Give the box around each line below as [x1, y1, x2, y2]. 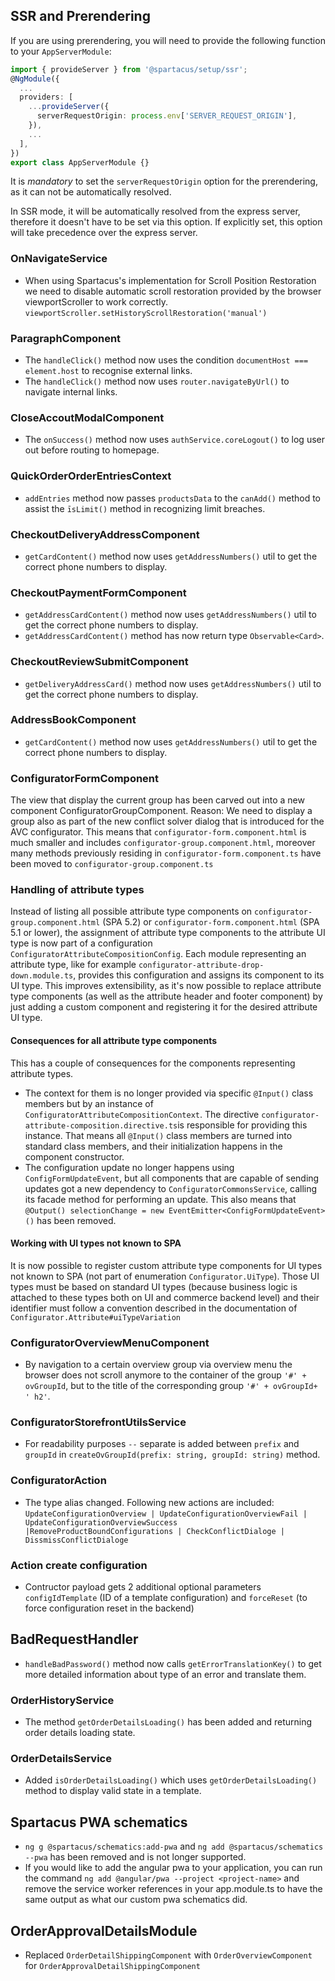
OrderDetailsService [10, 1752, 112, 1766]
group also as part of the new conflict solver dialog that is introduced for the [10, 815, 325, 828]
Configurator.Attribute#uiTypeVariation [10, 1312, 182, 1323]
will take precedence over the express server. [10, 227, 198, 239]
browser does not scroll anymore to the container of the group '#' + [24, 1369, 307, 1381]
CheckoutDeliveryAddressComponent [10, 527, 200, 541]
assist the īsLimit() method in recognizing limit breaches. [24, 502, 266, 514]
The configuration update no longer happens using [24, 1161, 235, 1173]
